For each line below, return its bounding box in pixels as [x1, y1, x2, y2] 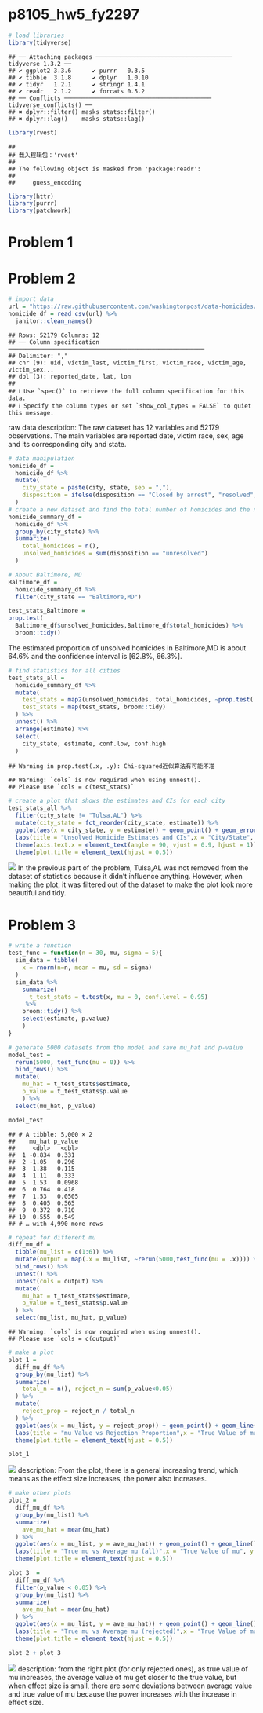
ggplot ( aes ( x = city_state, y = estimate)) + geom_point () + [15, 826, 219, 834]
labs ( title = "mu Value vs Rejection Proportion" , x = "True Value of [15, 1429, 247, 1437]
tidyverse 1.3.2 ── [8, 60, 72, 68]
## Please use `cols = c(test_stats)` [8, 783, 135, 791]
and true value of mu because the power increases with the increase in [8, 1689, 237, 1698]
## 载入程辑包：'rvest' [8, 151, 78, 159]
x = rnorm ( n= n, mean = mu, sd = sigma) [22, 964, 153, 972]
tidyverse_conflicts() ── [8, 101, 92, 109]
